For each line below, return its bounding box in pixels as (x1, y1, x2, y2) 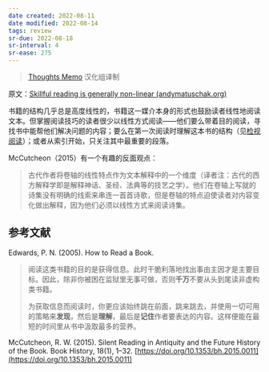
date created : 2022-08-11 (8, 11, 94, 20)
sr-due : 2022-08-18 (8, 34, 74, 42)
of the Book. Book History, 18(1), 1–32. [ (8, 346, 138, 355)
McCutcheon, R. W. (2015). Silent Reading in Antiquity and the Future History (8, 338, 261, 347)
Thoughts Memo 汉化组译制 (27, 72, 120, 81)
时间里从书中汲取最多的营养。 (42, 321, 141, 331)
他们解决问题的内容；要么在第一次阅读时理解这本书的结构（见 (42, 126, 247, 135)
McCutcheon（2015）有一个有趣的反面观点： (8, 153, 159, 163)
